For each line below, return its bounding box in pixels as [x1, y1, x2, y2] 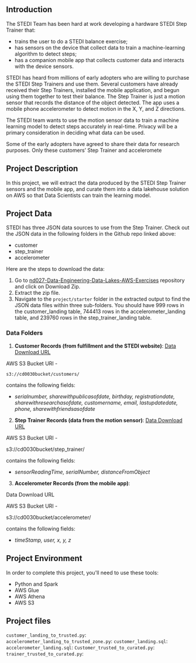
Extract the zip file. [14, 290, 60, 297]
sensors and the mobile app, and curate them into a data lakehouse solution [6, 185, 189, 192]
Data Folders [6, 329, 43, 337]
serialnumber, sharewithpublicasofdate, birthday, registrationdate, [14, 393, 176, 400]
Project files [6, 616, 51, 626]
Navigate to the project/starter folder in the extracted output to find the [14, 295, 190, 302]
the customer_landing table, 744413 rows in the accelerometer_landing [14, 308, 185, 315]
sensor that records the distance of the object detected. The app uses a [6, 99, 180, 106]
